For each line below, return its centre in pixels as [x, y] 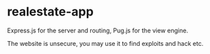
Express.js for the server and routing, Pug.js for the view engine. [98, 30]
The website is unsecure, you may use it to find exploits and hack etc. [105, 43]
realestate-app [50, 12]
